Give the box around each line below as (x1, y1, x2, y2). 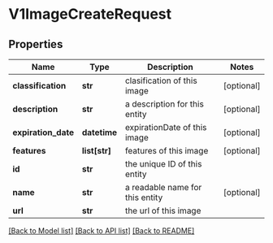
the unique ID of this (124, 158, 202, 169)
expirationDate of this (124, 122, 207, 132)
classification (12, 80, 67, 91)
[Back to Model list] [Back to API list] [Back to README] (8, 226, 195, 236)
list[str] (81, 145, 112, 156)
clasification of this (124, 75, 197, 86)
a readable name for (124, 182, 202, 193)
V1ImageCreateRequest (8, 5, 172, 24)
